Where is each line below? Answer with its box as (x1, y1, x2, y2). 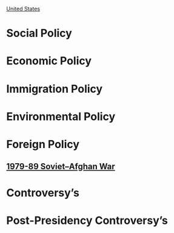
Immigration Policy (6, 82, 103, 96)
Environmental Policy (6, 109, 116, 123)
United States (6, 5, 41, 12)
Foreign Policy (6, 137, 80, 151)
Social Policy (6, 27, 73, 40)
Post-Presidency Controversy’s (6, 214, 168, 227)
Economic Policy (6, 54, 92, 68)
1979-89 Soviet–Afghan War (6, 161, 115, 172)
